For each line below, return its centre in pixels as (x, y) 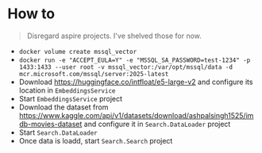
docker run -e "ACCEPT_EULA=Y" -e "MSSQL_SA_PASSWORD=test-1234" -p (135, 60)
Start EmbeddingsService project (71, 98)
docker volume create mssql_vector (78, 52)
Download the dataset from (64, 107)
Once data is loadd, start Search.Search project (96, 140)
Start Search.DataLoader (58, 132)
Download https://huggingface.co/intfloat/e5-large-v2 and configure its (136, 82)
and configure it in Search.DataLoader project (157, 124)
